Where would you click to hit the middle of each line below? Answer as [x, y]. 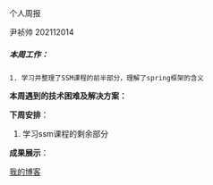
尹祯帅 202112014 [42, 32]
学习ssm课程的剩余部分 [65, 133]
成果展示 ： [29, 152]
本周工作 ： [29, 54]
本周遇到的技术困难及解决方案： [68, 96]
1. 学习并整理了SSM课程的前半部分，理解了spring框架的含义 [106, 78]
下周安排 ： [29, 114]
